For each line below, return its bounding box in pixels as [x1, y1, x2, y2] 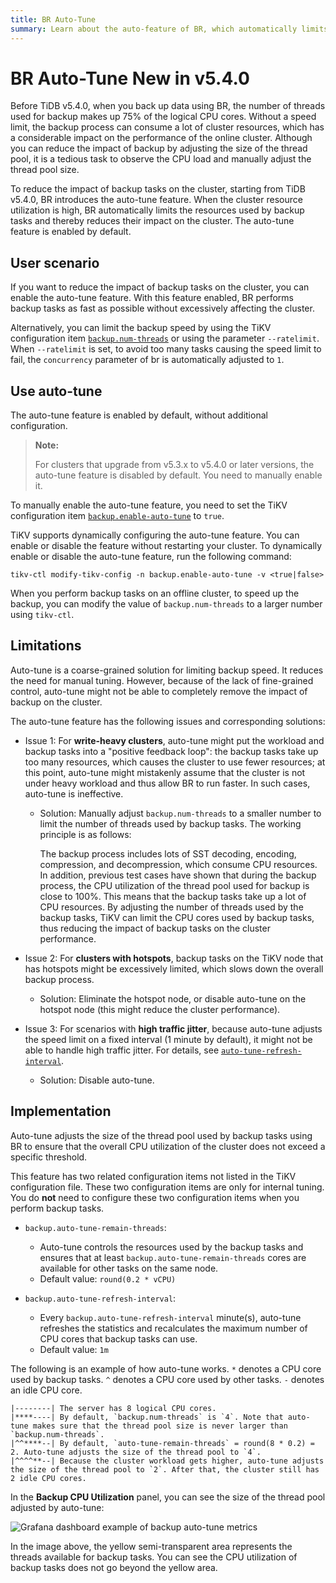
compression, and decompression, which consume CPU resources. [39, 858, 318, 870]
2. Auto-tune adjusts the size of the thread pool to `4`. [10, 1447, 262, 1457]
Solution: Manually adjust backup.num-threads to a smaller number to [39, 807, 322, 819]
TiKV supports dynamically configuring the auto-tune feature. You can [10, 529, 300, 541]
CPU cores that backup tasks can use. [39, 1332, 198, 1345]
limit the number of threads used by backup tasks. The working [39, 817, 302, 830]
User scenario [10, 254, 100, 271]
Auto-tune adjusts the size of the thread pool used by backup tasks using [10, 1129, 313, 1141]
